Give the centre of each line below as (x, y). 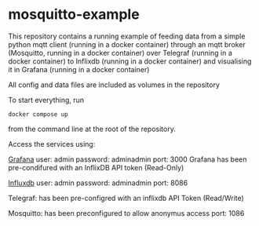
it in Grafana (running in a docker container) (79, 69)
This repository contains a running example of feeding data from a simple (127, 36)
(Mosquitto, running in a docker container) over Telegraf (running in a (120, 53)
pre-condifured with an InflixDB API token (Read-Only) (96, 167)
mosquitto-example (74, 15)
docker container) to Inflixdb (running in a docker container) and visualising (130, 61)
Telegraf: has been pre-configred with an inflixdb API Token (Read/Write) (126, 198)
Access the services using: (52, 144)
